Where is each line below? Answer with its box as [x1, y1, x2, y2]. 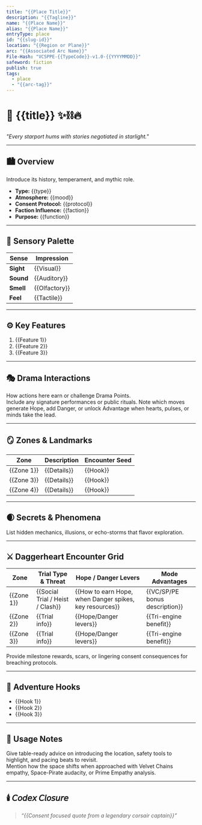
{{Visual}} [34, 264, 61, 272]
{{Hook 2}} [14, 704, 43, 712]
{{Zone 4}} [9, 486, 39, 494]
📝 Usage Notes [6, 733, 63, 744]
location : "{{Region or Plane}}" [6, 43, 90, 49]
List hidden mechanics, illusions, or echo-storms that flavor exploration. [6, 529, 184, 536]
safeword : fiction [6, 59, 52, 65]
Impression [35, 254, 69, 262]
